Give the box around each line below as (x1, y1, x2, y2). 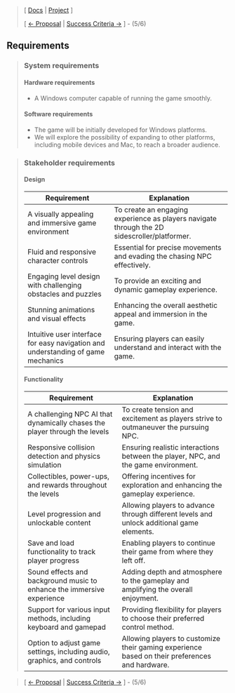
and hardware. (121, 660, 170, 670)
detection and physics (27, 452, 101, 462)
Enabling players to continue (121, 538, 215, 548)
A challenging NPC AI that (27, 410, 113, 419)
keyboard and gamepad (27, 622, 107, 632)
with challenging (27, 280, 82, 290)
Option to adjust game (27, 638, 101, 648)
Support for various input (27, 605, 110, 614)
